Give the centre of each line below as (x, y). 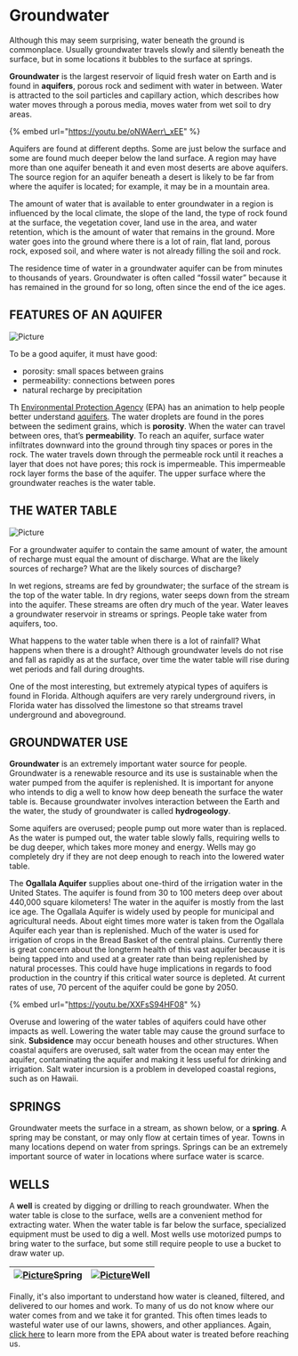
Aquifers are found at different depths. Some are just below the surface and (148, 149)
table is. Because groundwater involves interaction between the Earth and (145, 802)
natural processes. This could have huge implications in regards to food (141, 969)
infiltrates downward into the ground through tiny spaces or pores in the (141, 445)
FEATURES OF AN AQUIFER (86, 315)
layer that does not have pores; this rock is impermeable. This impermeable (148, 464)
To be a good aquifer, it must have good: (83, 353)
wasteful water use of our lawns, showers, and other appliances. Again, (141, 1325)
